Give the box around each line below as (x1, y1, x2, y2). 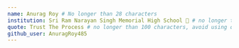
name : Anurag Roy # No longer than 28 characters (7, 10, 158, 18)
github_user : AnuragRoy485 (7, 30, 87, 37)
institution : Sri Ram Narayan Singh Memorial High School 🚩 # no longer (7, 17, 228, 24)
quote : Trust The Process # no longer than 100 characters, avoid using (7, 23, 228, 30)
